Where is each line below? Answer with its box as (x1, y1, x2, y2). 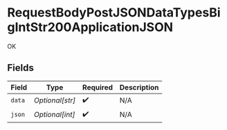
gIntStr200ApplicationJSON (7, 19, 174, 35)
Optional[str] (33, 96, 76, 105)
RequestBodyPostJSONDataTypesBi (7, 5, 221, 21)
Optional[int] (33, 110, 75, 120)
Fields (7, 62, 35, 74)
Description (119, 83, 159, 92)
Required (82, 83, 113, 92)
